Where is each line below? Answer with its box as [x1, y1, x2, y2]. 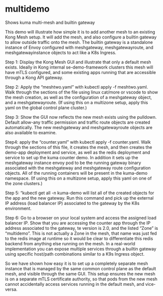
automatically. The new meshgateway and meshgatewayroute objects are [5, 124, 153, 130]
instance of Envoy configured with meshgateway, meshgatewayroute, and [5, 44, 153, 50]
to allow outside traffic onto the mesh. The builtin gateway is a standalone [5, 39, 153, 45]
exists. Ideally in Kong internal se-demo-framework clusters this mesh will [5, 64, 153, 70]
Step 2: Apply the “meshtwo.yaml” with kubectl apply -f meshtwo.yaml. [5, 84, 148, 90]
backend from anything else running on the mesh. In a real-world [5, 240, 135, 246]
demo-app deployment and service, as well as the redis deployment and [5, 149, 150, 155]
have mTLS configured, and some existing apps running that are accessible [5, 69, 156, 75]
